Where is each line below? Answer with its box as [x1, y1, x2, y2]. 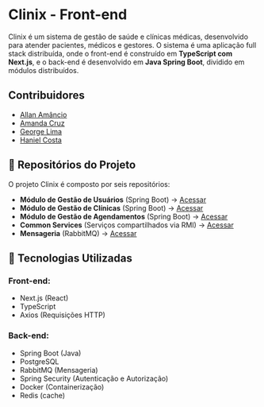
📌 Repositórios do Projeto [8, 158, 136, 172]
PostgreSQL [19, 356, 59, 366]
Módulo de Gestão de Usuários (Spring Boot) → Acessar [19, 195, 207, 204]
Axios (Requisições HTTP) [19, 310, 105, 320]
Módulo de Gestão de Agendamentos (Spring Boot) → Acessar [19, 211, 228, 221]
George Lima [19, 126, 62, 136]
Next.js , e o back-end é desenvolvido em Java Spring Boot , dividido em [8, 57, 245, 67]
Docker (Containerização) [19, 382, 105, 391]
